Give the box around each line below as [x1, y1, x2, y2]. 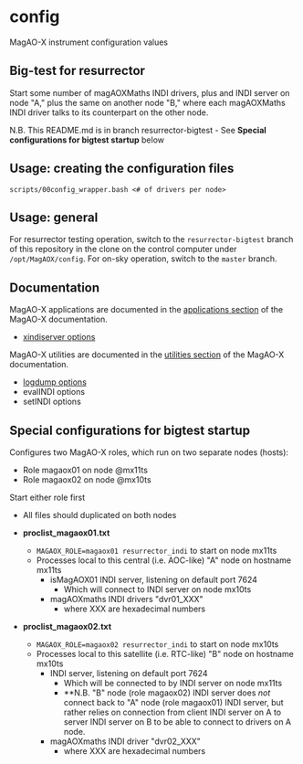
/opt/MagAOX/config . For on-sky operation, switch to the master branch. [9, 253, 277, 264]
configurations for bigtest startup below [9, 134, 165, 145]
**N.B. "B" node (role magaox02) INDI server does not [63, 687, 271, 698]
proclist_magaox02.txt [22, 621, 112, 631]
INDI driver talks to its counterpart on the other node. [9, 107, 209, 118]
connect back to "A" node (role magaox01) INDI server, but [63, 697, 285, 707]
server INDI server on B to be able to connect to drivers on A [63, 716, 292, 727]
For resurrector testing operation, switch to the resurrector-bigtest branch [9, 234, 294, 245]
